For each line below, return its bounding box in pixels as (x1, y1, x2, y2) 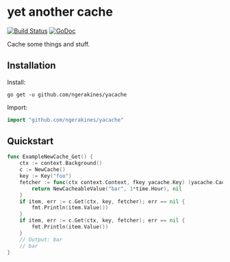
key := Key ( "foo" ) (19, 172, 72, 180)
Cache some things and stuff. (7, 40, 90, 48)
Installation (7, 60, 56, 72)
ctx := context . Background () (19, 160, 103, 167)
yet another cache (7, 4, 113, 20)
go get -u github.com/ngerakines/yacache (7, 91, 127, 98)
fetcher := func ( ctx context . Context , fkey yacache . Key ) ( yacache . (19, 179, 216, 185)
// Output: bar (19, 236, 63, 243)
